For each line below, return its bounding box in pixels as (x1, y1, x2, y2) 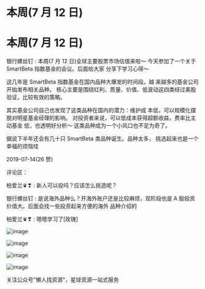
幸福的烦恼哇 (6, 142, 39, 150)
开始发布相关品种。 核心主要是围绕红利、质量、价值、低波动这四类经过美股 (6, 86, 196, 93)
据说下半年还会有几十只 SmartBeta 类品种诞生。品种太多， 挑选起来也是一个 (6, 135, 199, 142)
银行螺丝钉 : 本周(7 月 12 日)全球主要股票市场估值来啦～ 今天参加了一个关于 (6, 58, 196, 65)
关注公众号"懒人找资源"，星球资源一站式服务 (6, 276, 120, 283)
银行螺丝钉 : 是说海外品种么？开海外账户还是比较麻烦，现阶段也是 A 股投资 (6, 195, 195, 202)
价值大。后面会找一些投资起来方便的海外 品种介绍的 (6, 202, 137, 210)
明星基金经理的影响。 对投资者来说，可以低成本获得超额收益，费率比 (17, 114, 191, 121)
